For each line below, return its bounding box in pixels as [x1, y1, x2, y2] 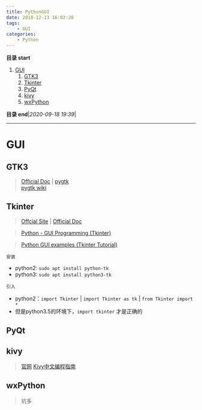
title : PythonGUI [6, 8, 50, 15]
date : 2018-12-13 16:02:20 [6, 14, 74, 20]
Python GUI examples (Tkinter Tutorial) [20, 241, 118, 248]
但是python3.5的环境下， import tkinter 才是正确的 [14, 307, 143, 315]
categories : [6, 31, 36, 37]
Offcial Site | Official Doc [20, 218, 82, 225]
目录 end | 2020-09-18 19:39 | [6, 111, 76, 118]
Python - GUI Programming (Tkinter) [20, 229, 111, 236]
